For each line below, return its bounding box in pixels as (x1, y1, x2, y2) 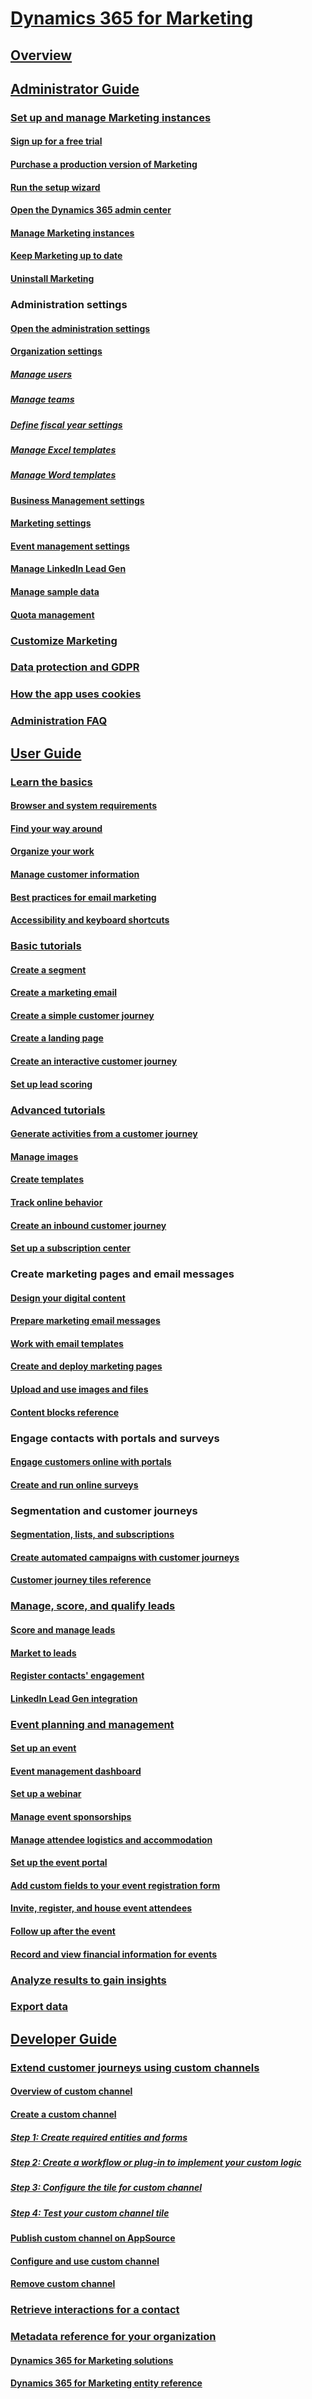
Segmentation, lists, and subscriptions (10, 1528, 175, 1541)
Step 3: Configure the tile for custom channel (10, 2182, 202, 2194)
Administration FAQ (10, 714, 108, 728)
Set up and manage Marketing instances (10, 110, 212, 124)
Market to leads (10, 1647, 77, 1659)
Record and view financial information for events (10, 1948, 218, 1960)
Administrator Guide (10, 80, 140, 97)
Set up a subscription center (10, 1242, 131, 1254)
